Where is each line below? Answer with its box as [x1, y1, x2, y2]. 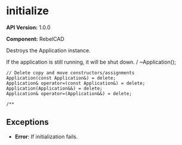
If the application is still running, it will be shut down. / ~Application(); [6, 58, 176, 65]
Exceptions [6, 117, 49, 127]
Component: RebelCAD [6, 35, 64, 42]
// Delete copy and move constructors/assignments [6, 70, 135, 75]
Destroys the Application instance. [6, 46, 91, 54]
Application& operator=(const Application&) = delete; [6, 80, 146, 86]
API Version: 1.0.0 [6, 24, 51, 31]
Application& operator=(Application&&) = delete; [6, 90, 132, 96]
